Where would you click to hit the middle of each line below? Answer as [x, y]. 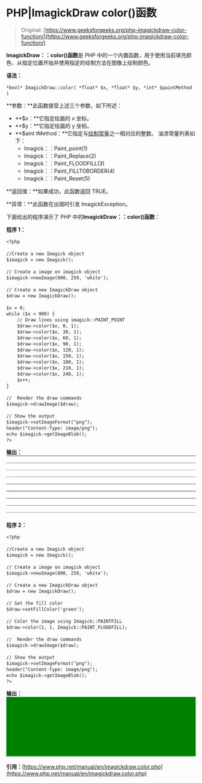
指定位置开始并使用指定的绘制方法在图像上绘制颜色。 [88, 63]
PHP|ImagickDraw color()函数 [82, 13]
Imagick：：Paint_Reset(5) [57, 178]
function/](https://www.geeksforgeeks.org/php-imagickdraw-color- [105, 36]
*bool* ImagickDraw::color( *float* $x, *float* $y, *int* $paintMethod [99, 88]
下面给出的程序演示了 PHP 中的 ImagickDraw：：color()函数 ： [83, 216]
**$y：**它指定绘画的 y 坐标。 [54, 126]
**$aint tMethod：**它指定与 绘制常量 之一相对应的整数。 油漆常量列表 [103, 133]
